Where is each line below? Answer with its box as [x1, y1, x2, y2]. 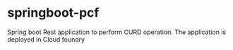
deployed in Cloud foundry [7, 35, 85, 43]
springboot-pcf [7, 5, 100, 21]
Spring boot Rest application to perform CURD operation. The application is [7, 28, 227, 36]
